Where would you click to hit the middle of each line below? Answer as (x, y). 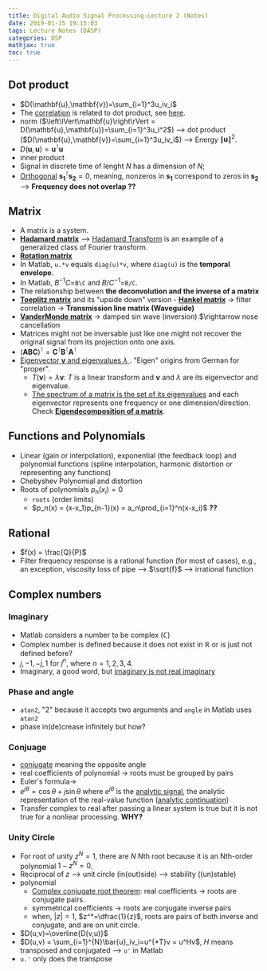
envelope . (37, 273)
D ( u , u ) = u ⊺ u (41, 148)
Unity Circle (32, 837)
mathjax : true (32, 45)
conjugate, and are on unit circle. (86, 925)
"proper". (35, 368)
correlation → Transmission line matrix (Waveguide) (107, 309)
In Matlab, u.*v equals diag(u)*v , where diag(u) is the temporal (125, 265)
